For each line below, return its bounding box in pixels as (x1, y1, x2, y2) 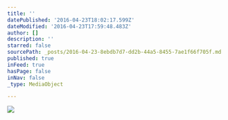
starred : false (7, 42, 51, 49)
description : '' (7, 36, 54, 43)
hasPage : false (7, 68, 51, 74)
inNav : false (7, 74, 45, 81)
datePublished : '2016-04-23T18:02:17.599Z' (7, 17, 135, 23)
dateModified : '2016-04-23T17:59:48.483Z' (7, 23, 132, 30)
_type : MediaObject (7, 81, 64, 88)
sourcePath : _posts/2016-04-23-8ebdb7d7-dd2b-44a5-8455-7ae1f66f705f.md (7, 49, 222, 56)
